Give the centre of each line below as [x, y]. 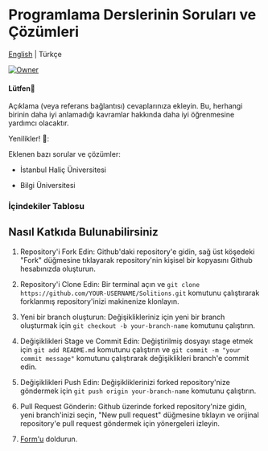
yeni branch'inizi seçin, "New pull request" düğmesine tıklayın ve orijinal [139, 415]
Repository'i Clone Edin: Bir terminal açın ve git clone [109, 284]
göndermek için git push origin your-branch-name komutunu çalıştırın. [138, 391]
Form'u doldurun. [49, 439]
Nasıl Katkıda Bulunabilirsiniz [83, 232]
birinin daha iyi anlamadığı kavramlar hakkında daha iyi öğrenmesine [122, 115]
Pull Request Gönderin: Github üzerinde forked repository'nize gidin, [133, 406]
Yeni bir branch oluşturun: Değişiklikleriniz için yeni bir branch [122, 317]
